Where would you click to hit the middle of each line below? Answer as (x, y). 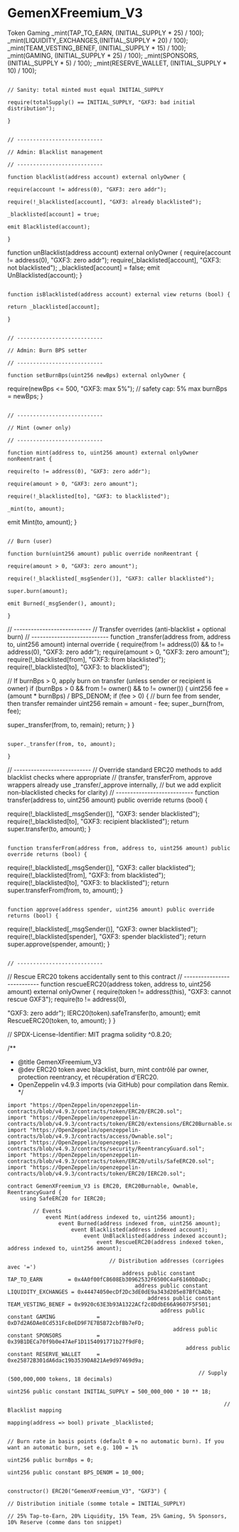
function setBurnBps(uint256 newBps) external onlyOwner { (97, 375)
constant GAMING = (54, 1317)
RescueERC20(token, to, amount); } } (62, 1020)
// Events (47, 1211)
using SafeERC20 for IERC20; (63, 1198)
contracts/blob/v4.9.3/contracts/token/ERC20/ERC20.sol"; (95, 1111)
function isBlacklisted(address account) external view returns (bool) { (119, 294)
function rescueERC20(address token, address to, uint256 (126, 984)
